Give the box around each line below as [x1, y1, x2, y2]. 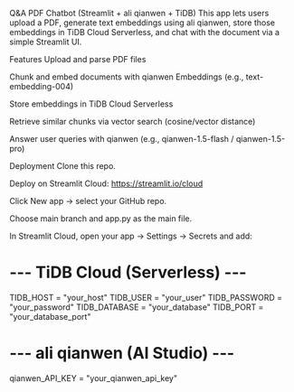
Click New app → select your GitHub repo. [9, 196, 167, 206]
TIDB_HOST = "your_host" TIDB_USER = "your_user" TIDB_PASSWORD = [9, 292, 283, 303]
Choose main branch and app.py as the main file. [9, 213, 193, 224]
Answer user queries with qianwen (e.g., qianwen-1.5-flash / [9, 134, 234, 144]
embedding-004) [9, 81, 74, 91]
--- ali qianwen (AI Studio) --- [9, 343, 235, 364]
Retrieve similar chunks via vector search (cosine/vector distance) [9, 117, 256, 126]
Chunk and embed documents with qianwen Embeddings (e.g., [9, 71, 244, 82]
